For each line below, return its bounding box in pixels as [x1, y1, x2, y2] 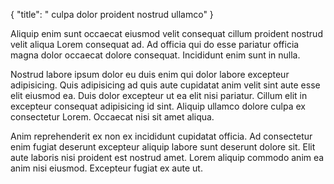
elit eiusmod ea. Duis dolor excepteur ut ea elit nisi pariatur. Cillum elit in [10, 90, 308, 101]
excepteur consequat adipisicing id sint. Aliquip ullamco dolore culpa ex [10, 100, 306, 112]
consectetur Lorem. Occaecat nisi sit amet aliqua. [10, 111, 215, 123]
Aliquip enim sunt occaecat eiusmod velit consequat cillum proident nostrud [10, 28, 323, 39]
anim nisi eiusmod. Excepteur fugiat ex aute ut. [10, 162, 203, 174]
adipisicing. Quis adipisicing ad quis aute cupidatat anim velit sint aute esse [10, 79, 321, 91]
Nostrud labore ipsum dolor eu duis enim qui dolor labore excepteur [10, 69, 290, 80]
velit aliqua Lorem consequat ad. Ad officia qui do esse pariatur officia [10, 39, 300, 50]
